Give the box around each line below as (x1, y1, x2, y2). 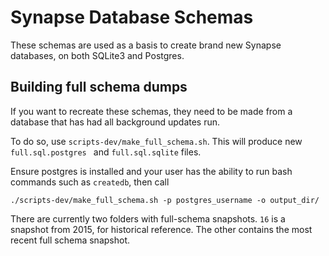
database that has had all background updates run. (10, 116, 221, 128)
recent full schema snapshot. (10, 234, 130, 246)
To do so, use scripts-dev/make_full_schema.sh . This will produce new (10, 135, 303, 147)
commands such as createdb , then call (10, 176, 170, 188)
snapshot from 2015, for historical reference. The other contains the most (10, 223, 313, 235)
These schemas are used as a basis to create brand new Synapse (10, 39, 282, 51)
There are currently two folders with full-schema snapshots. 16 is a (10, 212, 286, 225)
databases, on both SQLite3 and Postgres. (10, 49, 185, 61)
